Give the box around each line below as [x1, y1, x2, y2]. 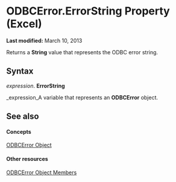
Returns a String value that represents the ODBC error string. [6, 48, 159, 55]
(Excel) [6, 17, 42, 31]
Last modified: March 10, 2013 [6, 37, 83, 44]
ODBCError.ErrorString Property [6, 4, 170, 18]
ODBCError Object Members [6, 169, 77, 176]
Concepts [6, 128, 31, 135]
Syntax [6, 66, 34, 77]
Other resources [6, 155, 48, 162]
